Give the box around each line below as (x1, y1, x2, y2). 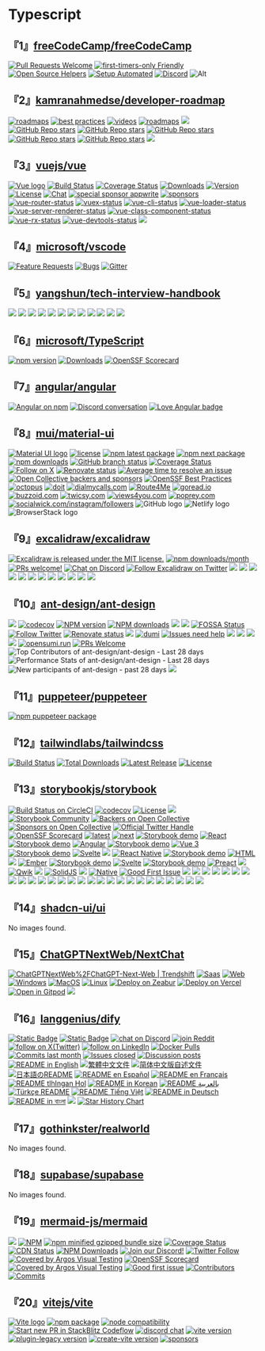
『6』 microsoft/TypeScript (8, 334, 145, 348)
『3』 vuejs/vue (8, 159, 87, 173)
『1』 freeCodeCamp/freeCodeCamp (8, 39, 192, 52)
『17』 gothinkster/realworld (8, 1122, 150, 1136)
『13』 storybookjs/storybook (8, 782, 157, 797)
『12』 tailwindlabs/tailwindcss (8, 736, 164, 750)
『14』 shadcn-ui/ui (8, 901, 106, 915)
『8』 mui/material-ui (8, 427, 115, 440)
